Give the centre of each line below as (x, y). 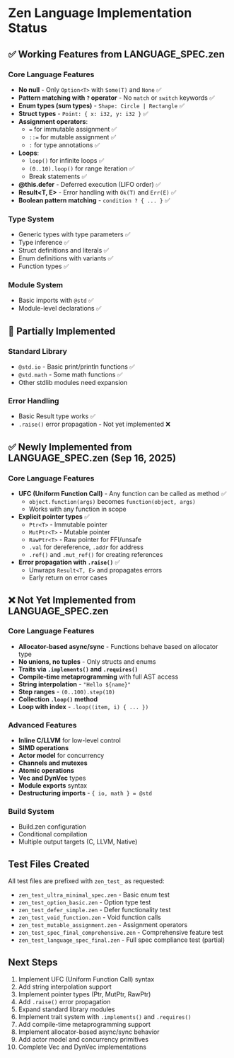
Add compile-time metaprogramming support (84, 1025)
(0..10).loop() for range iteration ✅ (82, 168)
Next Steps (33, 962)
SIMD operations (43, 748)
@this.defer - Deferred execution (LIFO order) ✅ (89, 184)
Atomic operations (46, 771)
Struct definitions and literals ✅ (64, 251)
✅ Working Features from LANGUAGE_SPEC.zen (116, 54)
